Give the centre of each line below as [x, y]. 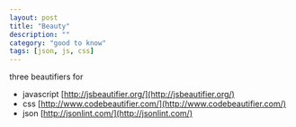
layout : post [34, 18]
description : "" [40, 34]
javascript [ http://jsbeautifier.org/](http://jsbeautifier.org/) [129, 95]
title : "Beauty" [40, 26]
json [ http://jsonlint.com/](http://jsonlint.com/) [108, 113]
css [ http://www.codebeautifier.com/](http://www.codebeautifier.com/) [154, 104]
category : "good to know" [58, 43]
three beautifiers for [46, 77]
